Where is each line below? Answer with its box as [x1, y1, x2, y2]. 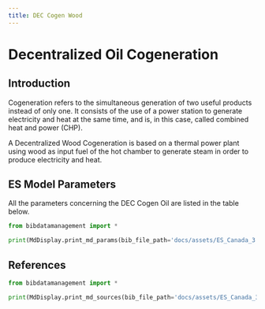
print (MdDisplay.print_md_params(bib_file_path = [8, 236, 171, 244]
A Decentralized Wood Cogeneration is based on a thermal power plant [8, 138, 240, 147]
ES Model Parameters [8, 178, 117, 192]
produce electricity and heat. [8, 154, 103, 164]
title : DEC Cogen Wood [8, 11, 83, 20]
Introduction [8, 76, 71, 91]
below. [8, 207, 30, 217]
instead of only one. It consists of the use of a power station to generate [8, 106, 243, 115]
